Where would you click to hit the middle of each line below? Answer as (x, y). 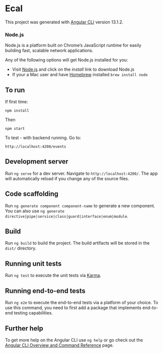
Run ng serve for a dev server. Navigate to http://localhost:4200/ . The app (81, 173)
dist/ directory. (21, 248)
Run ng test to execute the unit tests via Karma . (53, 275)
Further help (24, 328)
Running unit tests (33, 263)
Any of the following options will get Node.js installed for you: (66, 60)
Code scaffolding (32, 194)
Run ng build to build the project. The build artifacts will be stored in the (77, 243)
